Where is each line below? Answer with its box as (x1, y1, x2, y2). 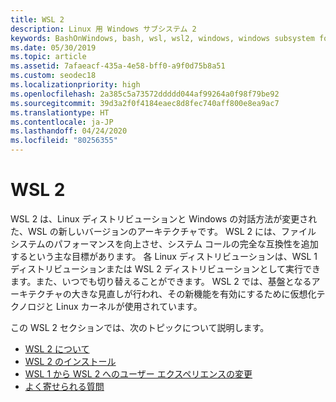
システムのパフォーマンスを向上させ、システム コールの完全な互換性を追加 (10, 237, 319, 250)
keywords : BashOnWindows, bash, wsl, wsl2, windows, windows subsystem (10, 33, 315, 43)
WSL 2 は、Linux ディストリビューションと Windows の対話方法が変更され (10, 212, 318, 225)
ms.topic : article (10, 52, 87, 62)
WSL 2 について (24, 342, 90, 355)
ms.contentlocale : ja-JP (10, 117, 114, 127)
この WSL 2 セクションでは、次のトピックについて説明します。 (10, 321, 270, 333)
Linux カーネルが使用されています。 (56, 300, 203, 312)
